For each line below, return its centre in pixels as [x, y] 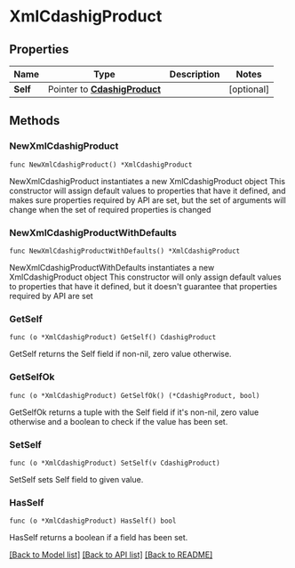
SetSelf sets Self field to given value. [76, 479]
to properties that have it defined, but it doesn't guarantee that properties [144, 286]
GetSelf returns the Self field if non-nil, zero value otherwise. [120, 354]
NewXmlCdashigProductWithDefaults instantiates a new [112, 267]
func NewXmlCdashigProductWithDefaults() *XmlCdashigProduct [125, 251]
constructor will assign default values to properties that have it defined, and [147, 191]
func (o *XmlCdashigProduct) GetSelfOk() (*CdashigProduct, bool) [135, 395]
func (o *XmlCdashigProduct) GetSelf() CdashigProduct [113, 337]
